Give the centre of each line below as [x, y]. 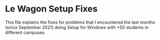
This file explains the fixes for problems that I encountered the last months [80, 22]
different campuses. [25, 32]
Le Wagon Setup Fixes [51, 9]
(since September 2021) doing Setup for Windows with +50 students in [77, 27]
